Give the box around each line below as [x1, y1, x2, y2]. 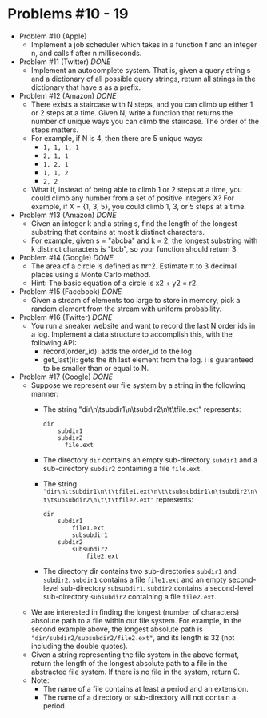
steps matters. [30, 125, 79, 135]
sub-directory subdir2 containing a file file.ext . [42, 463, 203, 473]
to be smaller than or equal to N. [42, 363, 149, 373]
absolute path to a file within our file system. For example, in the [30, 615, 242, 625]
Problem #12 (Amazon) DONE [18, 91, 117, 100]
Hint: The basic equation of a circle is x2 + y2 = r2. [30, 278, 199, 288]
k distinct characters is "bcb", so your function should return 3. [30, 244, 239, 253]
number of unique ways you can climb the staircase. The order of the [30, 116, 260, 126]
